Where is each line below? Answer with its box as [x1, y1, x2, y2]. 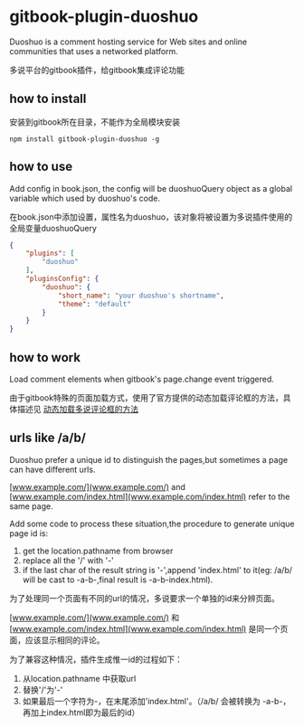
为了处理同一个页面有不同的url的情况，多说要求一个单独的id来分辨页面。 [9, 592, 280, 603]
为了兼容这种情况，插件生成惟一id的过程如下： [9, 654, 183, 665]
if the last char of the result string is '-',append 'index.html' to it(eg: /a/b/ [22, 564, 292, 575]
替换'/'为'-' [22, 684, 63, 695]
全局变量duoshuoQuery [9, 222, 98, 233]
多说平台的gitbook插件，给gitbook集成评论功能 [9, 64, 185, 75]
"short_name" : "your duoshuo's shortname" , [57, 291, 224, 300]
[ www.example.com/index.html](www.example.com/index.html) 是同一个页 [9, 623, 289, 634]
